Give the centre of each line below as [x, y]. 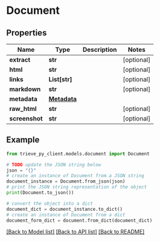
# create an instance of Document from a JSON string [75, 176]
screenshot [26, 118]
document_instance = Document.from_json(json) [66, 181]
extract [20, 60]
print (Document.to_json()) [40, 193]
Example [23, 140]
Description [100, 50]
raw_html [23, 109]
